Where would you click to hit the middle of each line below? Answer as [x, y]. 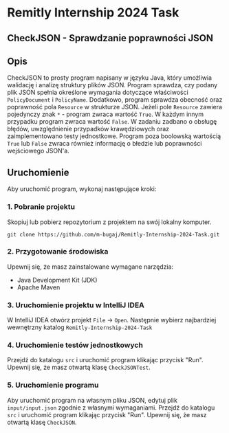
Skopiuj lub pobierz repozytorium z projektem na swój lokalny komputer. [109, 222]
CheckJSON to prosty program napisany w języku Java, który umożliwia [109, 78]
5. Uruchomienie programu [53, 385]
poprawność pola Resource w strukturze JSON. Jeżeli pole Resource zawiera [115, 107]
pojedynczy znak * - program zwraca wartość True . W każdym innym [106, 114]
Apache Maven [39, 287]
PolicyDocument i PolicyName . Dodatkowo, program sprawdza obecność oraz [115, 100]
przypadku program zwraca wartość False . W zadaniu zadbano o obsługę [112, 122]
